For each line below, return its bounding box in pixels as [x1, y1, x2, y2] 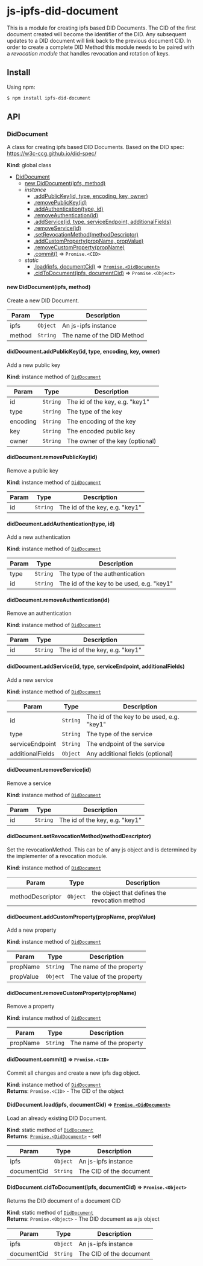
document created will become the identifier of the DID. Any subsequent [7, 30, 187, 37]
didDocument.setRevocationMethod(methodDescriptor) [7, 833, 151, 840]
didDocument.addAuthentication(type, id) [7, 520, 115, 527]
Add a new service [7, 676, 54, 683]
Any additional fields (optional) [86, 749, 173, 758]
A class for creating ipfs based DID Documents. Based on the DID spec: [7, 144, 184, 151]
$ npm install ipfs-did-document [7, 95, 91, 101]
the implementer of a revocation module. [7, 852, 108, 859]
